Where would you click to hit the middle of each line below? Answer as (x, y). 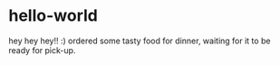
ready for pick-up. (42, 50)
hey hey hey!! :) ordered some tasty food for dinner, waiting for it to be (140, 41)
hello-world (53, 16)
